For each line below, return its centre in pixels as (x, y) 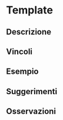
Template (29, 10)
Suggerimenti (32, 91)
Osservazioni (31, 112)
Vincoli (19, 51)
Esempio (22, 72)
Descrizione (29, 32)
